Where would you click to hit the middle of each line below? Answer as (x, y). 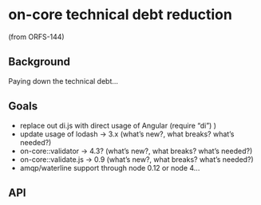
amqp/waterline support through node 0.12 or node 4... (110, 168)
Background (39, 62)
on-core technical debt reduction (121, 15)
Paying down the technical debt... (63, 81)
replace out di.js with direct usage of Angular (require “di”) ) (118, 125)
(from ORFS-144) (37, 37)
